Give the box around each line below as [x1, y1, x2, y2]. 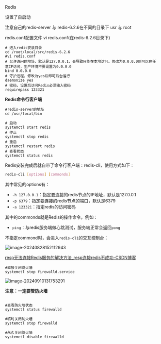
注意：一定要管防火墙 [5, 288, 48, 293]
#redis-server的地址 [5, 107, 45, 112]
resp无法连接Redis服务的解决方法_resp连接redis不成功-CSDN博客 [5, 255, 136, 260]
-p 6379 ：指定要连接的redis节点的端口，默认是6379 [12, 198, 116, 204]
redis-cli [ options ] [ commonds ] [5, 172, 70, 177]
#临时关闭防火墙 [5, 316, 33, 321]
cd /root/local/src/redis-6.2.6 [5, 50, 70, 54]
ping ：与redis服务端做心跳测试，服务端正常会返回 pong [12, 224, 120, 230]
